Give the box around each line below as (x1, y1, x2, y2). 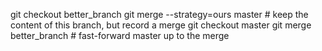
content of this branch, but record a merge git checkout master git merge (10, 19, 312, 31)
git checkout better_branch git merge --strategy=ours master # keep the (10, 9, 309, 20)
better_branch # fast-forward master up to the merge (10, 30, 230, 41)
